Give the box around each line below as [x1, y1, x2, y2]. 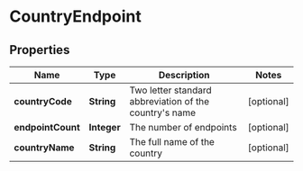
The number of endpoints [129, 121, 237, 133]
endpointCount [14, 121, 81, 133]
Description [158, 69, 210, 81]
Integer [88, 121, 121, 133]
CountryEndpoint [9, 6, 142, 27]
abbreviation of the [129, 95, 210, 107]
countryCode [14, 95, 72, 107]
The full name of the [129, 136, 215, 148]
